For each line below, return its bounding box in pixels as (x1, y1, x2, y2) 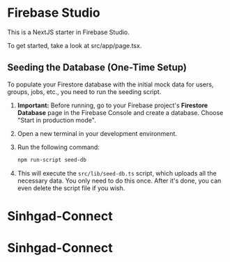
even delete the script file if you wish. (17, 183, 125, 192)
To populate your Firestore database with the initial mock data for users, (7, 80, 214, 88)
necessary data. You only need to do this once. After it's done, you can (17, 176, 222, 185)
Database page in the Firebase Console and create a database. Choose (17, 108, 224, 116)
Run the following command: (17, 143, 100, 151)
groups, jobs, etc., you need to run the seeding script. (7, 87, 162, 95)
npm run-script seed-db (17, 156, 87, 163)
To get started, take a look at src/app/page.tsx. (7, 41, 142, 49)
